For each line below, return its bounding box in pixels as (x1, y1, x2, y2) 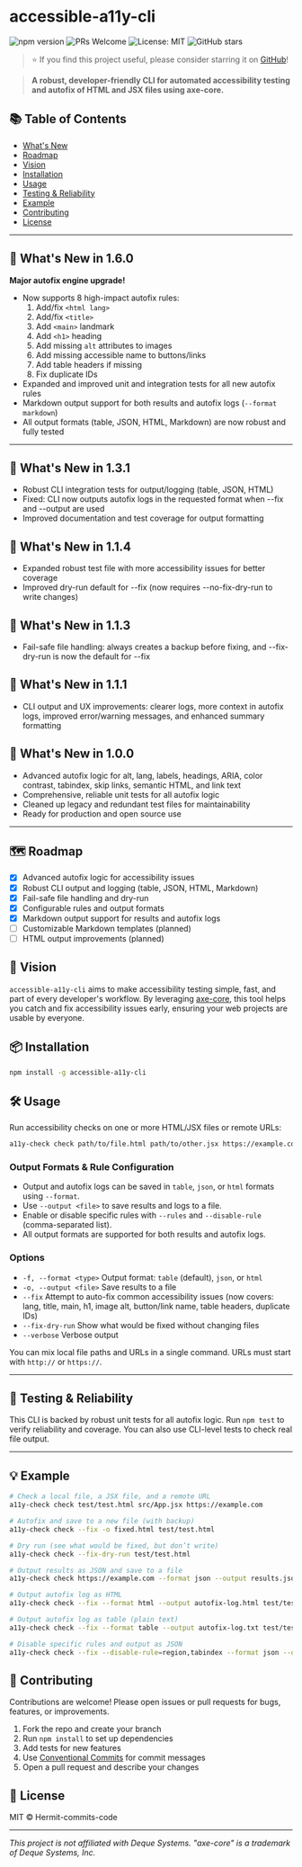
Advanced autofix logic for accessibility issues (22, 872, 195, 883)
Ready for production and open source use (22, 808, 182, 819)
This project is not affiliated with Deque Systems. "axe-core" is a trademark (9, 1837, 290, 1849)
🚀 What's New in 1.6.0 (9, 251, 135, 266)
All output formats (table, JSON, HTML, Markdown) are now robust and (22, 416, 286, 427)
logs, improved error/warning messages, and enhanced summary (22, 710, 265, 721)
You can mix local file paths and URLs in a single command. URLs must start (9, 1346, 291, 1357)
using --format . (22, 1191, 80, 1201)
